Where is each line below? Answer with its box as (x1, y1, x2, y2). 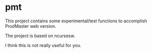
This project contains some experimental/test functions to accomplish (5, 18, 147, 24)
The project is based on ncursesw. (5, 33, 76, 39)
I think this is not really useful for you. (5, 42, 81, 48)
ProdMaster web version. (5, 23, 57, 29)
